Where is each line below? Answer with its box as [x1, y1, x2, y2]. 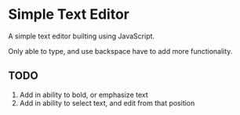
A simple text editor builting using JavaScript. [8, 31, 155, 41]
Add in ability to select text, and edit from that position [19, 98, 195, 107]
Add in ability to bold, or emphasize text [19, 90, 149, 99]
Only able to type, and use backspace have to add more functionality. [8, 46, 233, 56]
